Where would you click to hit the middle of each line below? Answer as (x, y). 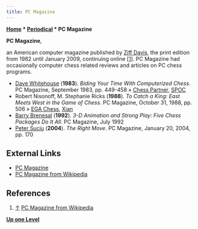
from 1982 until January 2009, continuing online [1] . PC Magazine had (93, 58)
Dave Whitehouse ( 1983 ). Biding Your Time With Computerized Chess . (103, 83)
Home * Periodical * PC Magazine (49, 29)
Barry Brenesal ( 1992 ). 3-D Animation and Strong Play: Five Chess (98, 115)
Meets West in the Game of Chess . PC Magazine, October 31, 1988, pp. (103, 102)
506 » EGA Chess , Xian (44, 108)
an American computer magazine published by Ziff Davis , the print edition (98, 52)
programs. (19, 71)
